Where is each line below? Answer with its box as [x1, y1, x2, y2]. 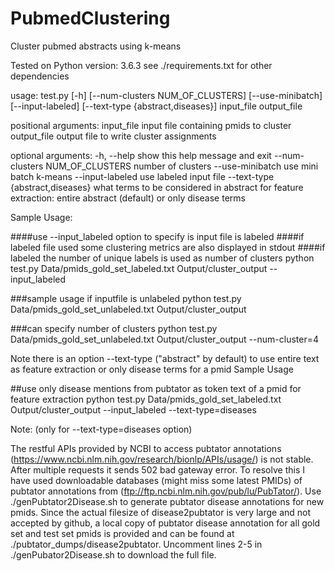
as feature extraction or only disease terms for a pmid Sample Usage [10, 363, 294, 375]
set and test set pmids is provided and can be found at [10, 527, 235, 539]
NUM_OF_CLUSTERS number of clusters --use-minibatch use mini [45, 160, 319, 172]
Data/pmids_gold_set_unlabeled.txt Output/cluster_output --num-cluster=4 [10, 333, 319, 345]
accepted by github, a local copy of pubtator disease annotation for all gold [10, 517, 321, 529]
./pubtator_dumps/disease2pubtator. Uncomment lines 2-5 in [10, 538, 263, 550]
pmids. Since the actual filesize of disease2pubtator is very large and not [10, 506, 312, 518]
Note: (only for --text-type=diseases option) [10, 423, 193, 435]
